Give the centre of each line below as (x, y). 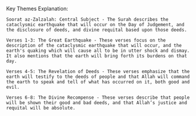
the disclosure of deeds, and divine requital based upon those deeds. (97, 30)
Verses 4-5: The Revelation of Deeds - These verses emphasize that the (98, 71)
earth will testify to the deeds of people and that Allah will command (98, 77)
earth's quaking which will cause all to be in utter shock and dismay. (98, 51)
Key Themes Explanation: (37, 9)
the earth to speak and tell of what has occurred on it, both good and (98, 82)
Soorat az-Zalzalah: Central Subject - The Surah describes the (87, 20)
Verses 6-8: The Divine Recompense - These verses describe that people (98, 98)
